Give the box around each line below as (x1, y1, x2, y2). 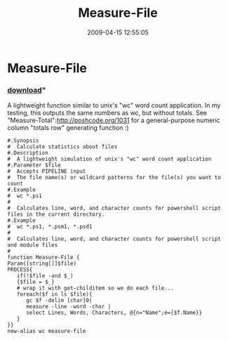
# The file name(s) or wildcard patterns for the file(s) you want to (7, 174, 221, 181)
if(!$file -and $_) (16, 273, 74, 280)
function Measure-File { (7, 254, 80, 261)
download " (7, 85, 46, 95)
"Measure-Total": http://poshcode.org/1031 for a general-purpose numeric (7, 116, 221, 124)
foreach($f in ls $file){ (16, 291, 93, 298)
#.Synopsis (7, 137, 39, 145)
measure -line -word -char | (25, 303, 112, 310)
